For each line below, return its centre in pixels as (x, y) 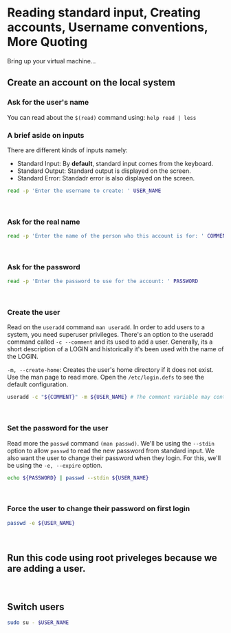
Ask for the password (44, 267)
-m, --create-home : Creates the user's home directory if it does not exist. (110, 370)
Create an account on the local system (91, 83)
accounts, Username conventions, (108, 27)
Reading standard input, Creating (104, 13)
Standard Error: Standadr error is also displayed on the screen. (106, 178)
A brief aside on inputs (46, 135)
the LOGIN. (23, 357)
